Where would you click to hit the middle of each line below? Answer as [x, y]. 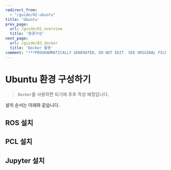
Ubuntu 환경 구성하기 [48, 79]
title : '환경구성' [27, 34]
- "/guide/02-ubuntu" [33, 15]
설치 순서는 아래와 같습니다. [33, 105]
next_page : [17, 39]
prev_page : [17, 24]
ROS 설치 [19, 123]
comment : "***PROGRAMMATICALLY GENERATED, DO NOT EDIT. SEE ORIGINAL [81, 52]
